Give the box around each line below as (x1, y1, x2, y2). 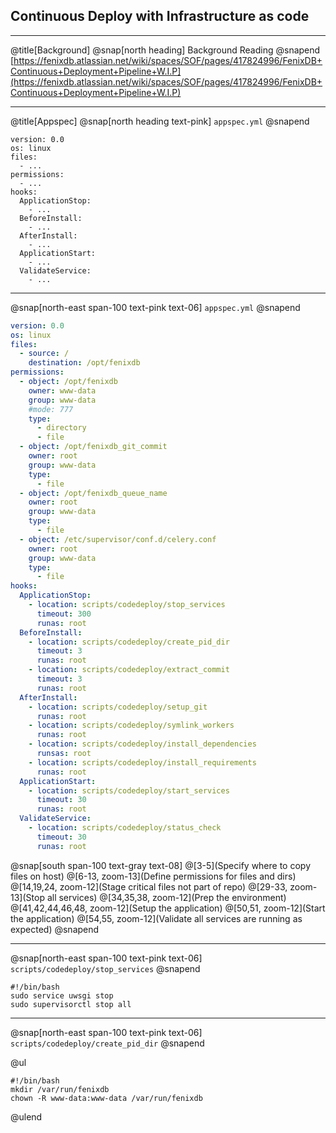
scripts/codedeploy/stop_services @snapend (10, 962, 201, 974)
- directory (36, 423, 87, 433)
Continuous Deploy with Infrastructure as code (10, 8, 310, 25)
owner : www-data (28, 385, 97, 396)
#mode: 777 (28, 404, 74, 414)
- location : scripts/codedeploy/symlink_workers (28, 720, 235, 731)
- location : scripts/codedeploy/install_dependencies (28, 739, 257, 749)
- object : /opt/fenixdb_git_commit (19, 442, 168, 452)
